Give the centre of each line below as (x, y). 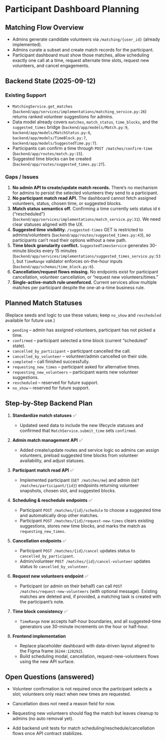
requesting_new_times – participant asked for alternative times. (76, 367)
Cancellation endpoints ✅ (39, 540)
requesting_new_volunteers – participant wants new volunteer (75, 372)
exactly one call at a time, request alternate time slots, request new (81, 60)
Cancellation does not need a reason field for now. (64, 704)
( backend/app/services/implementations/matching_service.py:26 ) (80, 111)
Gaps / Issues (22, 177)
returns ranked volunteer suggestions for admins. (63, 116)
